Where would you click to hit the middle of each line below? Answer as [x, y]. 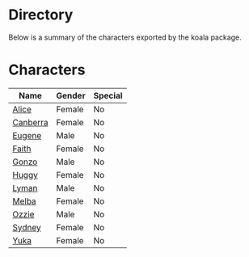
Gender [71, 95]
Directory [41, 15]
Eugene [27, 135]
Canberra [30, 122]
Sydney [27, 227]
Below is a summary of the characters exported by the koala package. [125, 37]
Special [108, 95]
